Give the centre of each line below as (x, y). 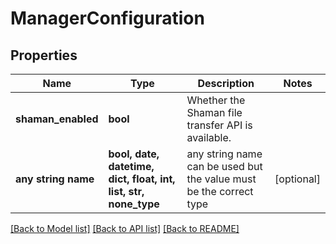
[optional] (297, 179)
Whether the (216, 100)
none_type (134, 204)
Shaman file (214, 112)
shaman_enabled (57, 119)
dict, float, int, (142, 179)
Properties (44, 55)
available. (209, 137)
